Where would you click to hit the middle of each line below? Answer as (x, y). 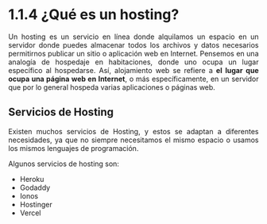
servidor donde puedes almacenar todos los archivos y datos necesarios (133, 44)
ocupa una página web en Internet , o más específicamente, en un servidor (134, 79)
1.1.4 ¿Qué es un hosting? (94, 15)
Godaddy (35, 187)
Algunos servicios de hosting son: (64, 164)
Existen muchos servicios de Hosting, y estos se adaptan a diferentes (133, 131)
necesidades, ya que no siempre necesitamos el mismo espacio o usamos (133, 140)
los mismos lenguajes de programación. (74, 148)
